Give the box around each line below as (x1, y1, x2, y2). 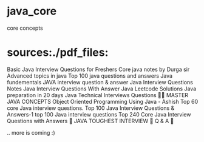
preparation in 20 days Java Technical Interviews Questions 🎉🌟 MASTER (7, 91, 189, 98)
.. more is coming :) (7, 129, 55, 136)
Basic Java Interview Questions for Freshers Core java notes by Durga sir (7, 66, 190, 73)
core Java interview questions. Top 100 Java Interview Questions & (7, 104, 175, 112)
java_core (7, 4, 57, 18)
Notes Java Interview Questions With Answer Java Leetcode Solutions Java (7, 85, 197, 92)
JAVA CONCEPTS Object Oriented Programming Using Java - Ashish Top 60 (7, 98, 199, 105)
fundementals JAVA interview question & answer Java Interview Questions (7, 78, 193, 86)
